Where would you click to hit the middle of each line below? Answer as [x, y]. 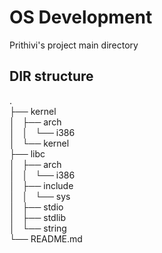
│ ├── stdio [36, 207]
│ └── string [38, 228]
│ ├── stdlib [38, 217]
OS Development [81, 17]
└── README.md [46, 238]
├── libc [27, 153]
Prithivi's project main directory [74, 45]
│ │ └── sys [40, 196]
